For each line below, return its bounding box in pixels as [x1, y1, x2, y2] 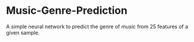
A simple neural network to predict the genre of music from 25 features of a [6, 23, 189, 30]
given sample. [6, 29, 40, 36]
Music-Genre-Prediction [6, 4, 127, 17]
